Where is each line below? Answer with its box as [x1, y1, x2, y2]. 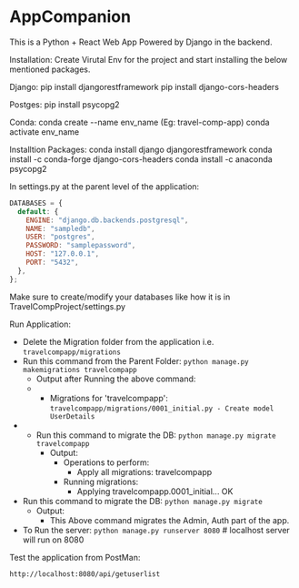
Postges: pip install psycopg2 [9, 98, 120, 110]
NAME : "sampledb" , [25, 224, 95, 233]
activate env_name [9, 126, 80, 137]
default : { [17, 207, 59, 216]
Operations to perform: [63, 457, 150, 468]
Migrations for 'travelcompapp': [49, 392, 168, 403]
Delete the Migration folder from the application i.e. [22, 336, 214, 347]
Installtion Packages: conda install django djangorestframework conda [9, 144, 273, 155]
